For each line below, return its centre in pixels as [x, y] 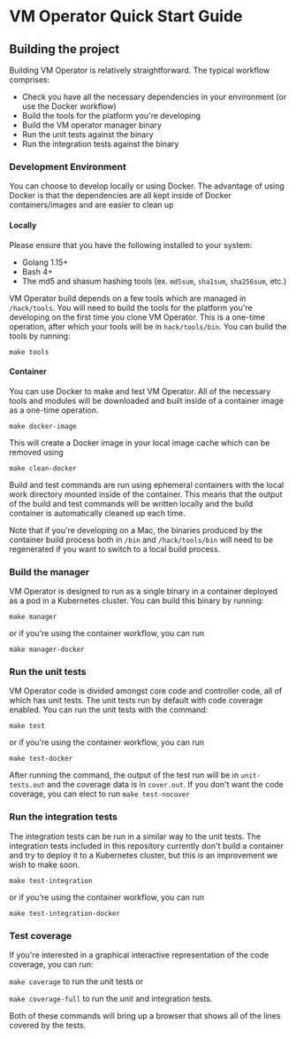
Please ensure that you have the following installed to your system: [131, 244]
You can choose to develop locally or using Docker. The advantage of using [147, 186]
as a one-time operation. [54, 410]
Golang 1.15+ [45, 262]
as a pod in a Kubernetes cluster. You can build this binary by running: [137, 601]
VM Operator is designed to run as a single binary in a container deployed [144, 591]
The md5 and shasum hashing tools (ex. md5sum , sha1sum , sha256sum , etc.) [154, 281]
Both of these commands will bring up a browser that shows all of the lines [145, 1015]
